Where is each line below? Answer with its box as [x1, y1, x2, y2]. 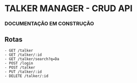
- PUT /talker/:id [4, 69, 42, 74]
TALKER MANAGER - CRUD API [4, 3, 133, 14]
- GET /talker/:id [4, 52, 42, 57]
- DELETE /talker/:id [4, 73, 49, 78]
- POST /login [4, 61, 34, 66]
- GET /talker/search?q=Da [4, 56, 59, 61]
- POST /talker [4, 65, 36, 70]
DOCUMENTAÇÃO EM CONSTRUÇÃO [4, 20, 95, 27]
